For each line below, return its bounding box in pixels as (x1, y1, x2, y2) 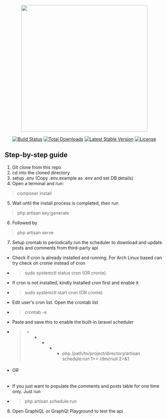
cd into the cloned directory (12, 169, 70, 176)
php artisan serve (17, 229, 54, 235)
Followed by (12, 220, 37, 226)
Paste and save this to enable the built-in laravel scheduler (12, 319, 134, 325)
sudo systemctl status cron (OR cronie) (24, 269, 106, 276)
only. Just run (12, 389, 41, 395)
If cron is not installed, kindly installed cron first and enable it (12, 280, 139, 286)
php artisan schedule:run (24, 398, 77, 404)
